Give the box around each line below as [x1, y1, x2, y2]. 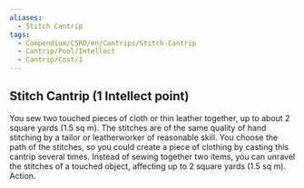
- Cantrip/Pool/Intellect [17, 47, 116, 56]
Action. [9, 170, 36, 181]
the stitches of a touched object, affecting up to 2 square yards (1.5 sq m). [9, 160, 287, 172]
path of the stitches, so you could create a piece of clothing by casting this [9, 141, 289, 152]
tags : [9, 30, 30, 39]
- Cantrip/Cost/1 [17, 55, 83, 64]
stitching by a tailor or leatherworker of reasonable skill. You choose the [9, 132, 279, 143]
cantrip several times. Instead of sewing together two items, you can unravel [9, 151, 296, 162]
